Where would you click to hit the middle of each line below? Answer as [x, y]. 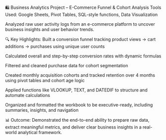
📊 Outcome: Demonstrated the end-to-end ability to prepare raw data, [77, 120]
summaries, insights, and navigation [42, 110]
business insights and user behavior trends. [50, 29]
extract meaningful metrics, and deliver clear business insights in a [74, 127]
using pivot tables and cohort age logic [45, 80]
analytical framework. [40, 132]
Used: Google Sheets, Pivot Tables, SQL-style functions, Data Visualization [82, 15]
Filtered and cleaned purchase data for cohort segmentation [67, 66]
